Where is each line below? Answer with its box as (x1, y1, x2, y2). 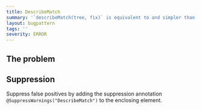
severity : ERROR (6, 31, 47, 37)
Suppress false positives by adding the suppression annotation (6, 90, 162, 97)
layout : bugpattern (6, 20, 55, 26)
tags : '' (6, 25, 28, 32)
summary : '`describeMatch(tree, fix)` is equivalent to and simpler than (6, 15, 196, 21)
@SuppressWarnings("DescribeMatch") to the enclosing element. (6, 97, 162, 104)
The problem (6, 54, 55, 64)
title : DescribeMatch (6, 8, 61, 15)
